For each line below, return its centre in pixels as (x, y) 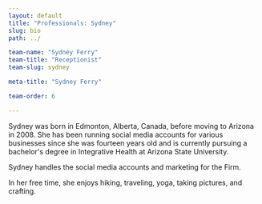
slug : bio (25, 30)
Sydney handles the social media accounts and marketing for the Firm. (125, 167)
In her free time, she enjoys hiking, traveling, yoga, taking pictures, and (125, 182)
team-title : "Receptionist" (55, 60)
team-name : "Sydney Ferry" (53, 53)
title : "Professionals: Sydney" (62, 23)
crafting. (22, 191)
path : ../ (25, 38)
